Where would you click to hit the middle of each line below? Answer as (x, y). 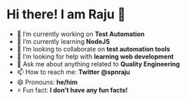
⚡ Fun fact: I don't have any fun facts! (72, 90)
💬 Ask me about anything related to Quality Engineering (98, 64)
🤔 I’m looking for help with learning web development (95, 57)
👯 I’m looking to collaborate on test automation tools (93, 49)
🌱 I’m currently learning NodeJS (63, 41)
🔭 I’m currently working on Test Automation (80, 34)
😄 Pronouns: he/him (47, 82)
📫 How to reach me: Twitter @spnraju (73, 72)
